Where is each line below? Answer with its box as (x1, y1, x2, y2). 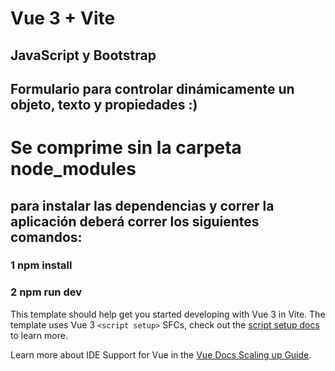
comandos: (10, 228, 83, 246)
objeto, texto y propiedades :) (10, 96, 198, 113)
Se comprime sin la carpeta (10, 137, 242, 159)
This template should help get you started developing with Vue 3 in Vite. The (10, 308, 326, 320)
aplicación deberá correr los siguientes (10, 213, 260, 230)
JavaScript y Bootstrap (10, 47, 157, 64)
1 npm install (10, 258, 73, 272)
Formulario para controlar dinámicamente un (10, 80, 295, 97)
